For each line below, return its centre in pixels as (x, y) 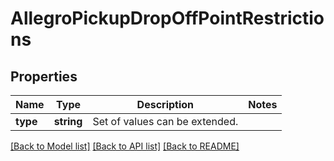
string (68, 121)
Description (165, 104)
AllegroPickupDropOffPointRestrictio (167, 18)
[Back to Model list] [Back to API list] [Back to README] (125, 146)
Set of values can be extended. (165, 121)
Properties (44, 76)
